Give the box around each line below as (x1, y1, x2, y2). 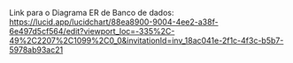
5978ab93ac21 (9, 45, 64, 55)
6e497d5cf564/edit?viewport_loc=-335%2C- (9, 26, 175, 36)
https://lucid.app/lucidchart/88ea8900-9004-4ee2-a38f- (9, 17, 219, 27)
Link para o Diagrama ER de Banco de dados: (9, 8, 174, 17)
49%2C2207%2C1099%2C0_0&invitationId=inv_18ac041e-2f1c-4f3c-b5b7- (9, 35, 284, 45)
